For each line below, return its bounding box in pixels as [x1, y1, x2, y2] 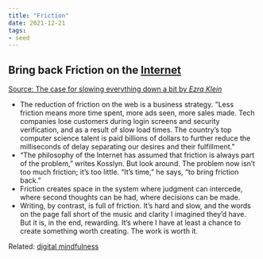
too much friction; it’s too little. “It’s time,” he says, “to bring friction [19, 168, 239, 177]
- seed [8, 33, 30, 42]
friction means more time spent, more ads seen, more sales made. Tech [19, 108, 256, 118]
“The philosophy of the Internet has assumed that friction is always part [19, 150, 255, 160]
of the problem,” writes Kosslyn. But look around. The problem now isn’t [19, 159, 256, 168]
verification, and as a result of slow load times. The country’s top [19, 125, 232, 135]
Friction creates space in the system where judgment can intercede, [19, 184, 243, 194]
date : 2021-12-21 [8, 19, 66, 27]
